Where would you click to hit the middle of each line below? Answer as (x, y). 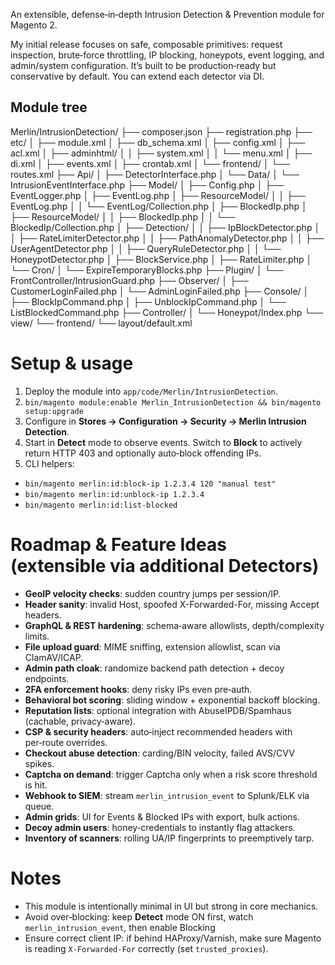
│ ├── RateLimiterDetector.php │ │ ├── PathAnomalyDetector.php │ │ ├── (167, 238)
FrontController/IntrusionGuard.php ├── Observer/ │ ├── (130, 280)
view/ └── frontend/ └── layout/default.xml (101, 323)
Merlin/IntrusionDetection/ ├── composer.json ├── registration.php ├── (161, 131)
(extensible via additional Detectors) (165, 565)
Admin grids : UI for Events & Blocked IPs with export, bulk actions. (162, 816)
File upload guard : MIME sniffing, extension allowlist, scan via (152, 646)
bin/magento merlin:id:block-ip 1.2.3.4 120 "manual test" (150, 484)
